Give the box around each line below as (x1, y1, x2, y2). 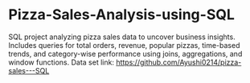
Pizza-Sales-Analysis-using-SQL (8, 6, 236, 24)
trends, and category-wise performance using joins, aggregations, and (8, 49, 243, 58)
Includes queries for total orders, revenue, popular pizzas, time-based (8, 40, 240, 49)
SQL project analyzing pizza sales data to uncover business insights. (8, 32, 236, 41)
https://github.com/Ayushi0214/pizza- (116, 57, 242, 67)
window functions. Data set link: (8, 57, 115, 67)
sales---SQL (8, 65, 50, 75)
